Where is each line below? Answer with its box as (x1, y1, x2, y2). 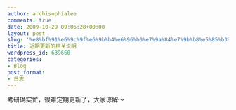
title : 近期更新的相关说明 (7, 43, 77, 50)
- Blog (7, 62, 27, 69)
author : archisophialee (7, 10, 77, 18)
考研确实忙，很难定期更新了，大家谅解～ (7, 95, 124, 104)
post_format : (7, 69, 46, 76)
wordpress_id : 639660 (7, 50, 71, 57)
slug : (7, 36, 23, 43)
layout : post (7, 29, 46, 37)
